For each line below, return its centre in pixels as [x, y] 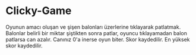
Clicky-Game [39, 11]
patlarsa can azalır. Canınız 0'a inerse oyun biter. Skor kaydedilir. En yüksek [98, 39]
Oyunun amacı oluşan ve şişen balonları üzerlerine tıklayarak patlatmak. [93, 27]
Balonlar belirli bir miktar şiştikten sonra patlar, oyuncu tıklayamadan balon [97, 33]
